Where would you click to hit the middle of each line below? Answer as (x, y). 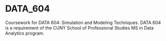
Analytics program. (25, 33)
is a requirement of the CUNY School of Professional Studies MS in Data (79, 27)
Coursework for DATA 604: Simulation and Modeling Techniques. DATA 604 (83, 22)
